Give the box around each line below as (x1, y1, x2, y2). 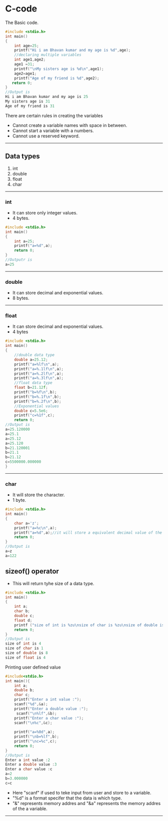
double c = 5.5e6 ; (14, 408, 48, 413)
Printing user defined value (5, 664, 61, 670)
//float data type (14, 380, 52, 385)
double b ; (14, 688, 35, 693)
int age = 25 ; (14, 43, 39, 48)
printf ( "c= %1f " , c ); (14, 413, 55, 418)
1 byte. (12, 497, 26, 503)
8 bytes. (12, 295, 29, 301)
